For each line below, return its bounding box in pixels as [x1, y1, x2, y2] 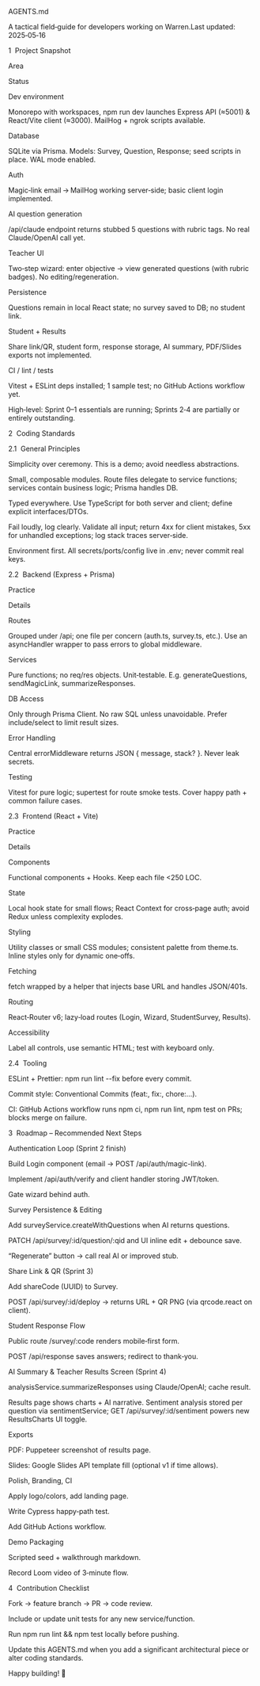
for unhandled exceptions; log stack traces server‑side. [8, 531, 188, 540]
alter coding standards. [8, 1654, 85, 1662]
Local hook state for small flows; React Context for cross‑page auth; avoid [8, 903, 250, 913]
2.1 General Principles [8, 444, 81, 453]
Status [8, 77, 29, 86]
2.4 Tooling [8, 1059, 47, 1068]
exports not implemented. [8, 350, 92, 360]
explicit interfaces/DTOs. [8, 507, 89, 516]
